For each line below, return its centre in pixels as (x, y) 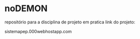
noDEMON (26, 9)
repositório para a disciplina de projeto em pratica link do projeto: (70, 22)
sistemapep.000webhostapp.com (38, 31)
